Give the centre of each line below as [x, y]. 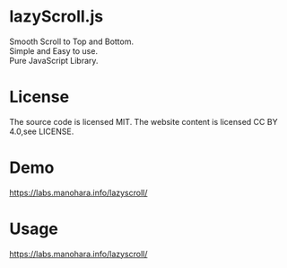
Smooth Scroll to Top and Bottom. [72, 41]
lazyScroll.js [57, 17]
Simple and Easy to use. [54, 50]
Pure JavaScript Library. [54, 60]
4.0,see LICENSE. [42, 131]
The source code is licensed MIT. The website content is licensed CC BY [143, 121]
